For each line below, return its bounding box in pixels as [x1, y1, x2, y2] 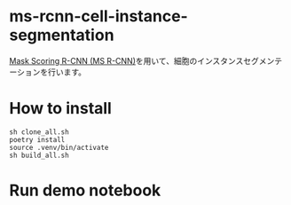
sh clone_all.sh [9, 127, 69, 137]
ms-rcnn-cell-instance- [9, 6, 188, 27]
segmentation [9, 25, 114, 45]
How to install [9, 99, 113, 119]
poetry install [9, 135, 66, 144]
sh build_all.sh [9, 151, 69, 160]
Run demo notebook [9, 180, 161, 201]
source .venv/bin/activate [9, 143, 109, 152]
